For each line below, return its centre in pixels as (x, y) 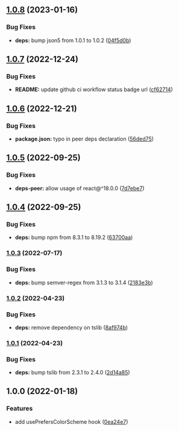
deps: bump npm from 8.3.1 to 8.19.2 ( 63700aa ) (74, 237)
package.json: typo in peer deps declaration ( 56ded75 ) (84, 139)
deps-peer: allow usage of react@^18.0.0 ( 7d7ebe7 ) (80, 188)
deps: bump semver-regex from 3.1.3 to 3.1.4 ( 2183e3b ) (84, 283)
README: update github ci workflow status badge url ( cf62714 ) (94, 89)
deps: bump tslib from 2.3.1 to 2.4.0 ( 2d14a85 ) (73, 372)
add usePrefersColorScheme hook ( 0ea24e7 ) (71, 421)
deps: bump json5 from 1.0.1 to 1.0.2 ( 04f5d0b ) (73, 40)
